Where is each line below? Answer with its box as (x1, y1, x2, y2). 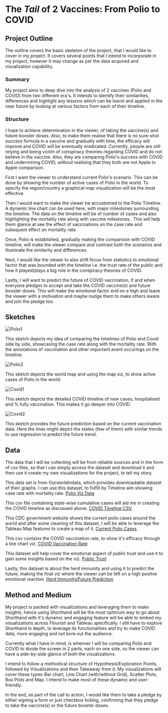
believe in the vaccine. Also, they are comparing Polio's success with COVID (5, 154, 163, 160)
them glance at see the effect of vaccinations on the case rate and (5, 221, 142, 227)
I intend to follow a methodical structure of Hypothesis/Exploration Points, (5, 661, 158, 667)
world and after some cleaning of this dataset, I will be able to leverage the (5, 520, 159, 526)
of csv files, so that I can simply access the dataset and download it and (5, 465, 154, 471)
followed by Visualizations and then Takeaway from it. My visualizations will (5, 666, 161, 672)
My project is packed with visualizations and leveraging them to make (5, 604, 149, 610)
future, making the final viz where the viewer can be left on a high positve (5, 571, 157, 577)
